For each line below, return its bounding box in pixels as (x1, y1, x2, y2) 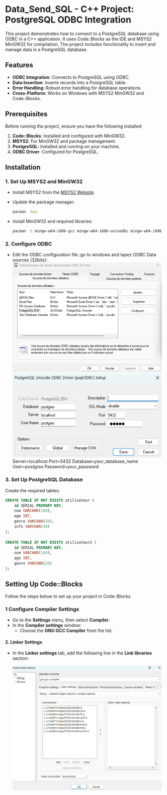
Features (5, 61, 33, 69)
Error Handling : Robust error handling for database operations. (12, 85, 142, 91)
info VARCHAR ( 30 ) (14, 524, 50, 529)
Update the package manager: (12, 199, 75, 205)
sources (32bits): (12, 257, 48, 263)
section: (12, 655, 29, 661)
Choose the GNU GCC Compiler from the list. (19, 627, 113, 634)
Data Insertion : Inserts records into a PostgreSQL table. (12, 79, 127, 85)
